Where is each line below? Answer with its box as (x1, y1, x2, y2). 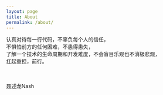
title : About (6, 14, 38, 20)
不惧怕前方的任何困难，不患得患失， (6, 43, 94, 50)
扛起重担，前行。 (6, 58, 47, 65)
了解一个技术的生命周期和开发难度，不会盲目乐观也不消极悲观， (6, 51, 160, 58)
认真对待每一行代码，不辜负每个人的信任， (6, 36, 109, 43)
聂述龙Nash (6, 83, 35, 90)
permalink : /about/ (6, 19, 54, 25)
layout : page (6, 8, 38, 15)
